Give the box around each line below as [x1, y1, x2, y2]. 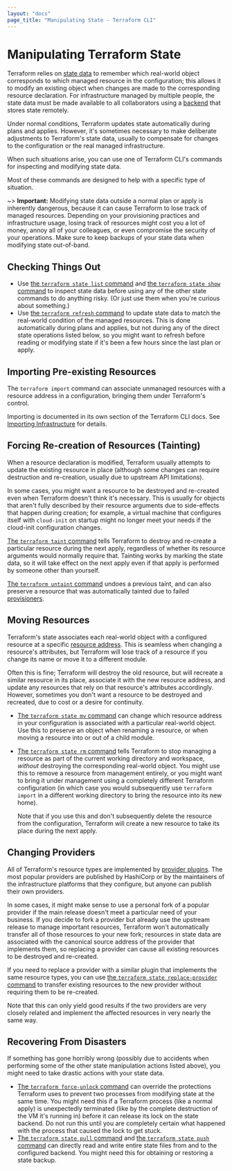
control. [7, 399, 30, 408]
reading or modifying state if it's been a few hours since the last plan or [17, 338, 222, 347]
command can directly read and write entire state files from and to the [17, 1141, 217, 1150]
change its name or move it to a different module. [7, 654, 148, 663]
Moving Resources [7, 614, 90, 626]
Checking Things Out [7, 261, 101, 272]
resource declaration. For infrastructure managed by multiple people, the [7, 92, 215, 100]
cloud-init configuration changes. [7, 523, 102, 531]
